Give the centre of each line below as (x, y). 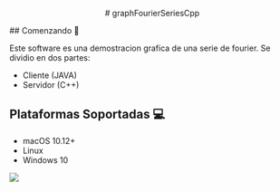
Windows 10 (45, 160)
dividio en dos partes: (50, 57)
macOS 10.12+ (49, 140)
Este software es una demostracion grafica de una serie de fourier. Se (140, 48)
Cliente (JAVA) (49, 75)
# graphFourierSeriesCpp (152, 13)
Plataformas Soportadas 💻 (87, 115)
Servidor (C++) (51, 85)
